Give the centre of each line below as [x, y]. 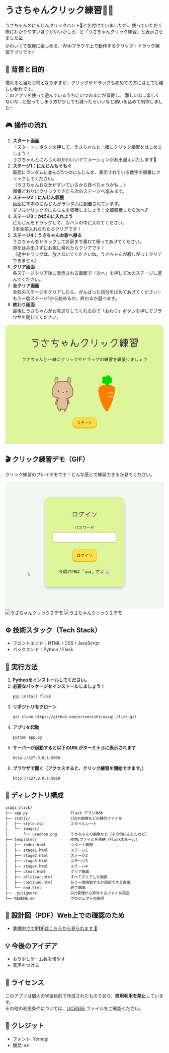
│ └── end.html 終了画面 [46, 888]
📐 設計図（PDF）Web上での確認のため [65, 915]
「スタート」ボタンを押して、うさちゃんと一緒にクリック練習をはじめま [87, 147]
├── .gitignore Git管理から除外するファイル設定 [67, 893]
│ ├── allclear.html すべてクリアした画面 [57, 877]
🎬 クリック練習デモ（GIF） [47, 459]
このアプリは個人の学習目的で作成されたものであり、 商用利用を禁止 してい [82, 996]
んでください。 [28, 279]
